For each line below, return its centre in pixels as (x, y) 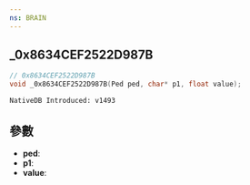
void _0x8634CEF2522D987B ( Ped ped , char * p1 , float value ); (126, 84)
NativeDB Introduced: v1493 (63, 101)
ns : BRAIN (28, 18)
